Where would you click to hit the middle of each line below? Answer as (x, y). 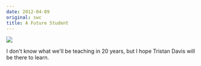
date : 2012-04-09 (28, 12)
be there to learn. (28, 58)
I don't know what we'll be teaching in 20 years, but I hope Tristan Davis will (101, 51)
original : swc (24, 17)
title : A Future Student (37, 23)
